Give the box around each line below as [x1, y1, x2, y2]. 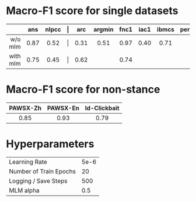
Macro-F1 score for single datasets [6, 4, 178, 18]
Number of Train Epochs [9, 167, 76, 175]
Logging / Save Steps [9, 177, 68, 185]
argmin [93, 25, 114, 33]
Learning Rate [9, 158, 48, 166]
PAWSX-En [47, 104, 80, 112]
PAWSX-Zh [9, 104, 42, 112]
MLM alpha [9, 186, 40, 194]
